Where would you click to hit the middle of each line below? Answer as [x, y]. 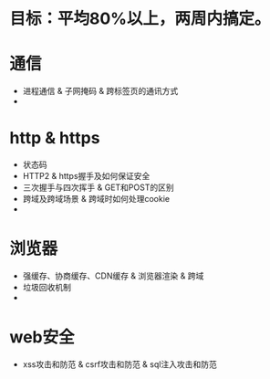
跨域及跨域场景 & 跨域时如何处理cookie [96, 199]
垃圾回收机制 [47, 287]
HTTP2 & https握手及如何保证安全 [86, 176]
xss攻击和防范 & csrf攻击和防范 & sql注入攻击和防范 [119, 364]
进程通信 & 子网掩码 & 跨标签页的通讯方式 [100, 91]
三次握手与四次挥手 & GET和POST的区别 [99, 187]
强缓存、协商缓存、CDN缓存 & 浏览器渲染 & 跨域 [113, 276]
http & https [55, 138]
